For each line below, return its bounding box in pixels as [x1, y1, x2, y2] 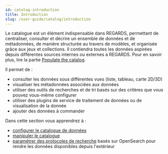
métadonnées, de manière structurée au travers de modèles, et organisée [5, 41, 157, 47]
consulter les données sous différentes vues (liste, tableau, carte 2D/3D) [12, 76, 163, 82]
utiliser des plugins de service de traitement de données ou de [12, 97, 142, 103]
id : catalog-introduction [5, 7, 59, 12]
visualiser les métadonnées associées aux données [12, 81, 119, 87]
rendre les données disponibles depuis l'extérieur [12, 143, 115, 149]
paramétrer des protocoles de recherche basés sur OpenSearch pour [12, 138, 156, 144]
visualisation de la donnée [12, 103, 67, 109]
